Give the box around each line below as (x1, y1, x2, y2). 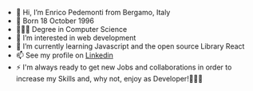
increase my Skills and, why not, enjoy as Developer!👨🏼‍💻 (15, 74, 204, 83)
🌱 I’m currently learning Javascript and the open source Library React (15, 42, 245, 51)
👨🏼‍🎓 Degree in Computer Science (15, 25, 128, 34)
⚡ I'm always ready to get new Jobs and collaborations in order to (15, 62, 232, 72)
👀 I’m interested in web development (15, 33, 136, 42)
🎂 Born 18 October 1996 (15, 16, 94, 26)
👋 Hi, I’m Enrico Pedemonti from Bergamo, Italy (15, 8, 171, 17)
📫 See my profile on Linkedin (15, 50, 113, 60)
